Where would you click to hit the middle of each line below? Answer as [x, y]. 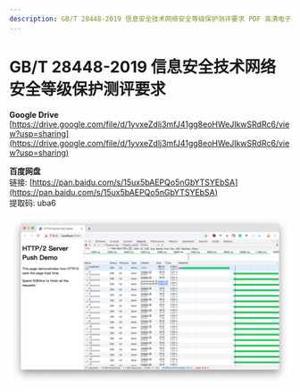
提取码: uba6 [33, 203]
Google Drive [34, 114]
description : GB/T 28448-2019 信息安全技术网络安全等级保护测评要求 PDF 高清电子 [150, 19]
